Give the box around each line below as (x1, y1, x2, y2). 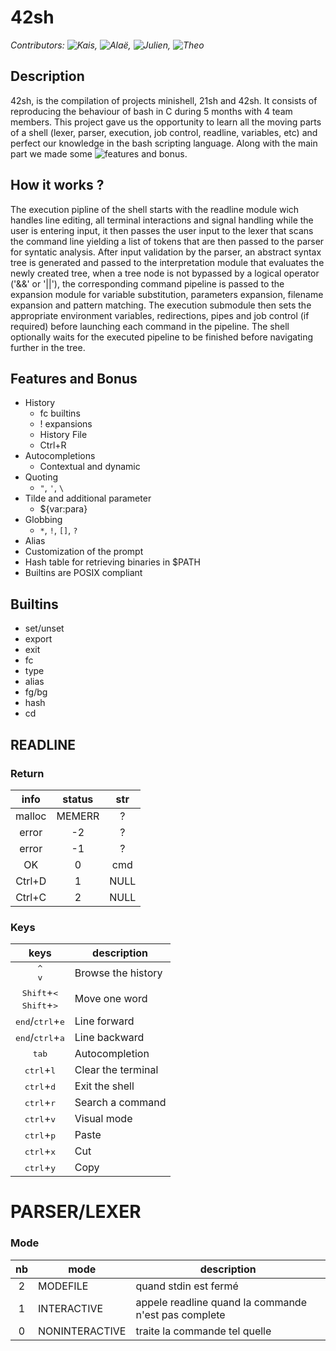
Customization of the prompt (24, 546, 144, 558)
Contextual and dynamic (39, 461, 141, 473)
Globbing (24, 514, 63, 526)
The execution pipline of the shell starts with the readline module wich (10, 203, 300, 215)
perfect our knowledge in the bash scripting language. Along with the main (10, 137, 318, 149)
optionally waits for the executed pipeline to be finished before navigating (10, 331, 314, 343)
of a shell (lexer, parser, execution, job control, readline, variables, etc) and (10, 126, 318, 138)
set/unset (24, 622, 65, 635)
